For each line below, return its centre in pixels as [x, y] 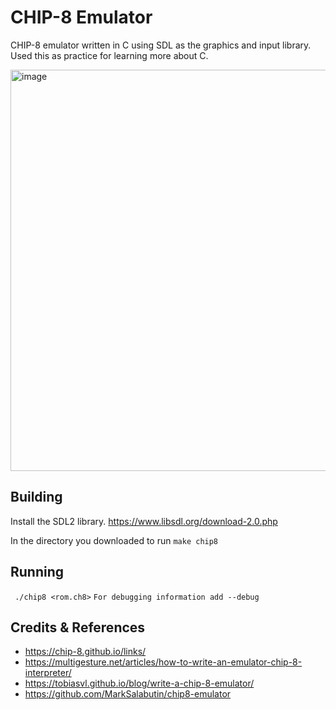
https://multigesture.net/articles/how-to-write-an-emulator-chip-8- [163, 662]
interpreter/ [48, 673]
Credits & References [78, 627]
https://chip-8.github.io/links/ [85, 652]
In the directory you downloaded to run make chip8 [114, 540]
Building [36, 497]
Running [37, 572]
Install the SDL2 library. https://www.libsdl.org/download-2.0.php [144, 521]
